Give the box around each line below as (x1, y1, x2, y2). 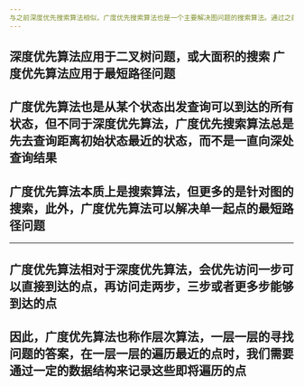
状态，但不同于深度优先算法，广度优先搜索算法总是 (9, 117, 294, 132)
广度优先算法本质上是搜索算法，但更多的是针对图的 (9, 184, 294, 199)
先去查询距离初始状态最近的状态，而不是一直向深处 (9, 133, 294, 149)
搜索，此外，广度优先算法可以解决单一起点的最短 (9, 201, 282, 216)
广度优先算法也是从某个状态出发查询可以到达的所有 (9, 99, 294, 115)
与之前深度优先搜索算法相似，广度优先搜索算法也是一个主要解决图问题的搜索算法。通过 (9, 13, 285, 23)
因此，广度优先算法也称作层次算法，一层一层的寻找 (9, 329, 294, 344)
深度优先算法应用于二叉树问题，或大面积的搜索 (9, 49, 271, 64)
